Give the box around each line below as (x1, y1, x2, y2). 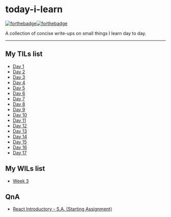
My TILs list (5, 50, 43, 58)
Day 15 (12, 139, 27, 145)
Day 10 (12, 112, 27, 118)
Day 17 (12, 149, 27, 156)
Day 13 (12, 128, 27, 134)
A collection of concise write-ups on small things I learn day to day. (5, 30, 147, 36)
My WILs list (5, 164, 45, 173)
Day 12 (12, 122, 27, 129)
